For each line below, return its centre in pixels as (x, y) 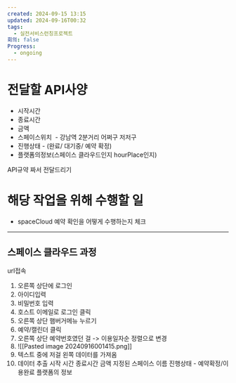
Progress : (22, 46)
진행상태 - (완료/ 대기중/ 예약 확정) (65, 145)
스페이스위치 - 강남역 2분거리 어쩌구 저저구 (77, 137)
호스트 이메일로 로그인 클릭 (54, 312)
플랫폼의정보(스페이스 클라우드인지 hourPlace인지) (87, 155)
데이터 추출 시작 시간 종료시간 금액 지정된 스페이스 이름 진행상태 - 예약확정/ (120, 363)
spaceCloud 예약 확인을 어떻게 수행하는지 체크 (81, 221)
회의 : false (24, 40)
